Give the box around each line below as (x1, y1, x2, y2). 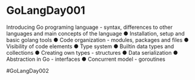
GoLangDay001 (6, 4, 86, 17)
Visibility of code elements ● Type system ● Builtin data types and (6, 43, 174, 50)
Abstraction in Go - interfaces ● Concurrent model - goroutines (6, 55, 165, 63)
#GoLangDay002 (6, 67, 50, 74)
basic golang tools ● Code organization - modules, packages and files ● (6, 36, 189, 43)
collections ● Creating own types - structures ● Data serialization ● (6, 49, 179, 56)
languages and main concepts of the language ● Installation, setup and (6, 29, 185, 37)
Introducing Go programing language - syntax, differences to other (6, 23, 173, 31)
